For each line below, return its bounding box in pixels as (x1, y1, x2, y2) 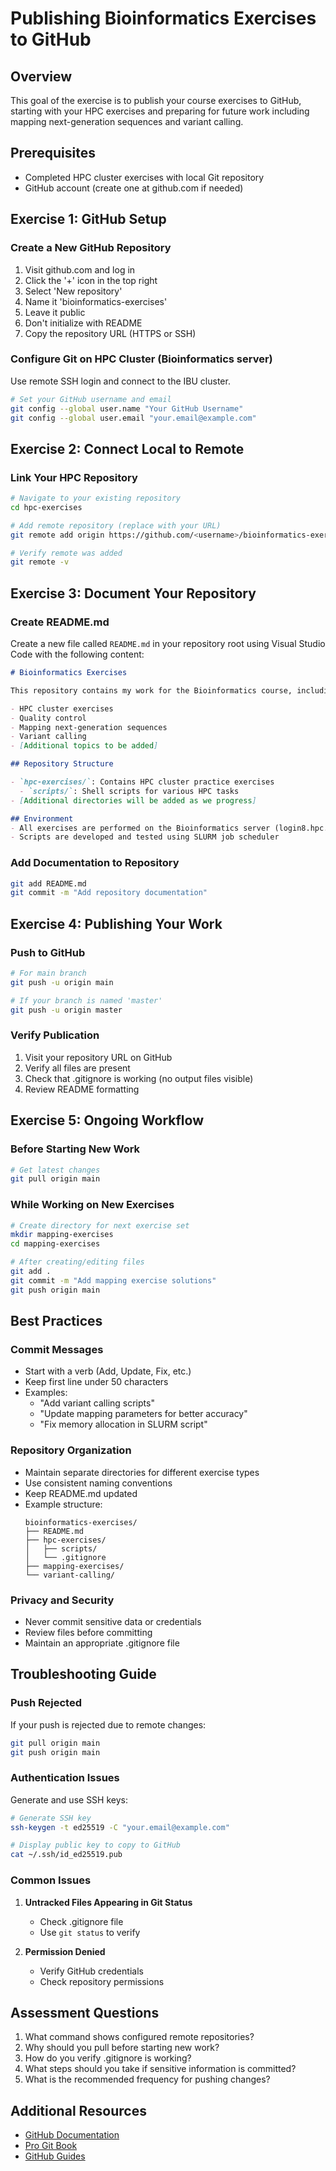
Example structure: (24, 1498, 103, 1510)
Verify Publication (10, 1028, 100, 1042)
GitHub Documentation (24, 2129, 120, 2141)
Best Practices (10, 1313, 103, 1330)
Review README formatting (24, 1083, 140, 1095)
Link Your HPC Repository (10, 470, 138, 484)
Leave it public (24, 306, 86, 318)
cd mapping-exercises (10, 1239, 101, 1249)
